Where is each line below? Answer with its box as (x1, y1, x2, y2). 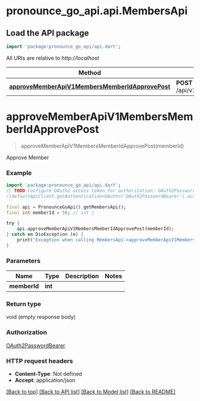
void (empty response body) (6, 313, 76, 321)
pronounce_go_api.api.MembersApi (6, 4, 188, 18)
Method (78, 69, 101, 77)
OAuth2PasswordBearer (6, 341, 65, 349)
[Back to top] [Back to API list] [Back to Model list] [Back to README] (6, 388, 176, 396)
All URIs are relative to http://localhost (6, 54, 99, 61)
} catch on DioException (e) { (6, 231, 84, 238)
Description (65, 272, 99, 281)
